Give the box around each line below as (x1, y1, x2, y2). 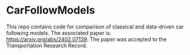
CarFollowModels (6, 4, 95, 17)
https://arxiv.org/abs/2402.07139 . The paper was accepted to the (6, 35, 167, 43)
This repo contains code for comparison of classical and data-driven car (6, 23, 184, 30)
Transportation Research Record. (6, 42, 88, 49)
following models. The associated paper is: (6, 29, 112, 36)
